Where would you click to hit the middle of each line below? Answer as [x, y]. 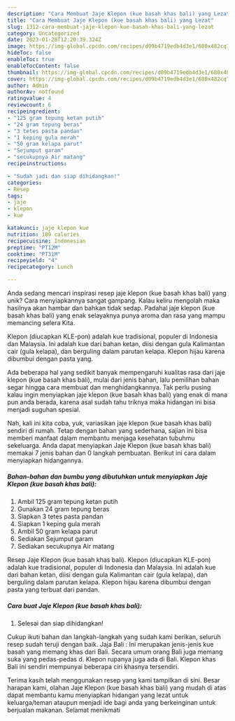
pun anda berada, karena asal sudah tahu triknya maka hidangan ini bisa [111, 402]
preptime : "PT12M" [34, 247]
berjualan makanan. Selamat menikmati [64, 710]
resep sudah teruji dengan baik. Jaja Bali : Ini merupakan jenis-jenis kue [111, 644]
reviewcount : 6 [29, 105]
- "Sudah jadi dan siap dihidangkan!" [64, 176]
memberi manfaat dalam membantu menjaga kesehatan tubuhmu [101, 438]
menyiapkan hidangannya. [45, 460]
